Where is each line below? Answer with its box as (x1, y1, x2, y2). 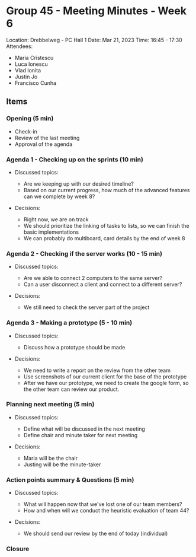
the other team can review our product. (23, 386, 120, 393)
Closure (6, 545, 30, 553)
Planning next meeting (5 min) (6, 400, 95, 409)
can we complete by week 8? (23, 193, 95, 200)
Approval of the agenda (14, 141, 73, 148)
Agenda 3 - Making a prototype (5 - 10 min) (6, 319, 133, 327)
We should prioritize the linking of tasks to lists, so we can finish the (23, 222, 189, 229)
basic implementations (23, 228, 79, 235)
